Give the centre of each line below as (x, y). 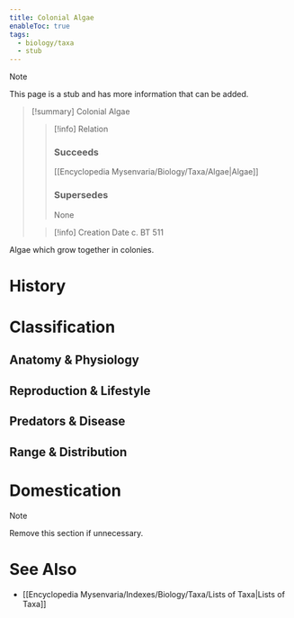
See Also (43, 569)
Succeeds (76, 152)
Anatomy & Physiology (74, 360)
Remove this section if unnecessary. (76, 533)
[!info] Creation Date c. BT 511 (109, 232)
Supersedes (81, 195)
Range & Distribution (68, 452)
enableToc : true (40, 26)
